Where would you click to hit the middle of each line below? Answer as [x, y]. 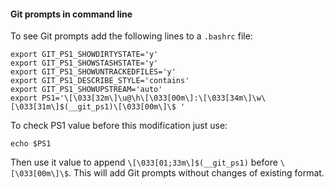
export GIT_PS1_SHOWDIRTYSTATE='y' [84, 55]
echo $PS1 [31, 144]
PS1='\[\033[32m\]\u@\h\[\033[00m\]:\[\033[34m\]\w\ [154, 98]
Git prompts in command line [71, 14]
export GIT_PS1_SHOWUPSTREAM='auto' [86, 90]
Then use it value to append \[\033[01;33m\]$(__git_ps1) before [144, 162]
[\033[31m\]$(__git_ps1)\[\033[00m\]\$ [93, 107]
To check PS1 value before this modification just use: [119, 126]
